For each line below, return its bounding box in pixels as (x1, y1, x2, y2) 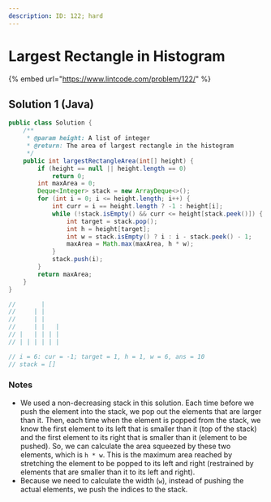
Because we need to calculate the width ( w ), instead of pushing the (19, 475, 244, 485)
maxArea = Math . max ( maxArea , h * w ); (66, 240, 195, 248)
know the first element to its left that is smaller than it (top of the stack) (19, 424, 257, 434)
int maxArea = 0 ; (37, 180, 96, 188)
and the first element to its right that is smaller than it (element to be (19, 432, 247, 442)
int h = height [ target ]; (66, 225, 151, 233)
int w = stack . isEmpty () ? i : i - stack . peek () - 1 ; (66, 233, 252, 241)
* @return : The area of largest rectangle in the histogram (26, 142, 234, 150)
